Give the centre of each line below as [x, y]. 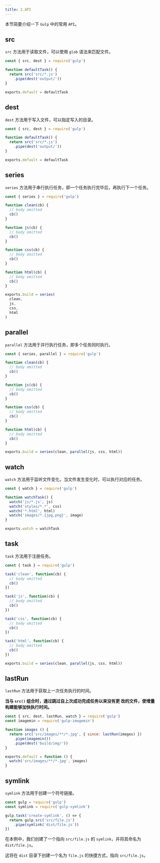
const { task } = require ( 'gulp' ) [40, 565]
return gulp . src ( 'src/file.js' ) [42, 820]
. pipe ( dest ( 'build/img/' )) [41, 743]
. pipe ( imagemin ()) [32, 739]
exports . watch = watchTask [32, 529]
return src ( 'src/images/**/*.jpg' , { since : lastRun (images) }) [76, 734]
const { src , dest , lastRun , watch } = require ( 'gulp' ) [63, 716]
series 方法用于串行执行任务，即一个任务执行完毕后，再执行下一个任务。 [78, 187]
